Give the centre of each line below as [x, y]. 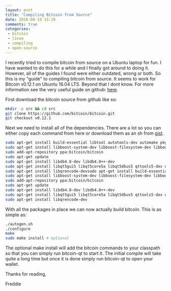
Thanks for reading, [26, 274]
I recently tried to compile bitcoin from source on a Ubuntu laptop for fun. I [83, 62]
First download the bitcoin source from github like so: [61, 99]
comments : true [21, 24]
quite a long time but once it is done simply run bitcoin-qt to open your [79, 259]
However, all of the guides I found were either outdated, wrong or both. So [83, 73]
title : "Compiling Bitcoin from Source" [49, 15]
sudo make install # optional [37, 238]
